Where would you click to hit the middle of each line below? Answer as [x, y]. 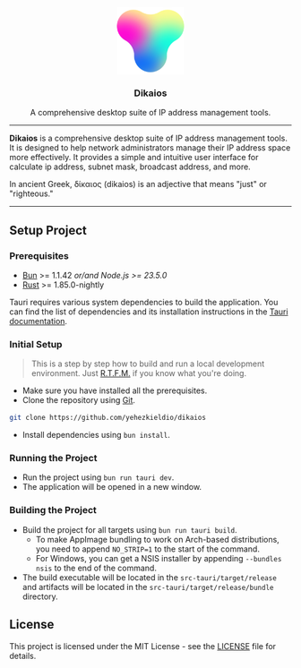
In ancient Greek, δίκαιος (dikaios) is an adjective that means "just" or [138, 184]
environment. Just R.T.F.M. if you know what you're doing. [139, 373]
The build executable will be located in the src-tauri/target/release [150, 577]
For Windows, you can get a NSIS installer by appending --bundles [159, 558]
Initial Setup [36, 344]
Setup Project [48, 230]
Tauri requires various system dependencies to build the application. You [144, 302]
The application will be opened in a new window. [112, 487]
